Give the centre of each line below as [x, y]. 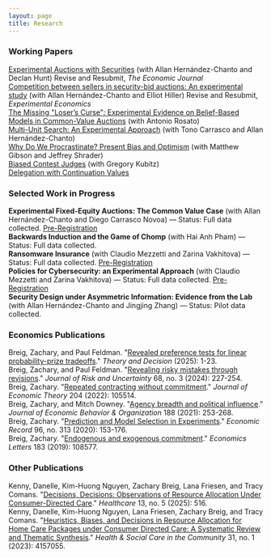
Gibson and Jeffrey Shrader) [56, 155]
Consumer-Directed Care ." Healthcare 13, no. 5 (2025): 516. [108, 503]
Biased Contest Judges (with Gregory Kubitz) [84, 163]
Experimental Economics [50, 104]
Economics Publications [57, 335]
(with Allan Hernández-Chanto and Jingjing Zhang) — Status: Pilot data [127, 306]
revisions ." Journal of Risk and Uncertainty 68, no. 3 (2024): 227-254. [125, 378]
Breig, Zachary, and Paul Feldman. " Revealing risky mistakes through [123, 370]
